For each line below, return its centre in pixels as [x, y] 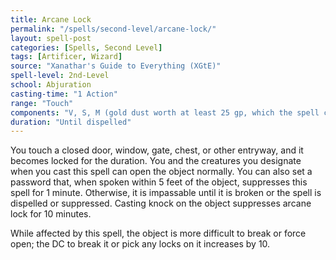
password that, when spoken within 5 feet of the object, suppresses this [159, 182]
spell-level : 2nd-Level [60, 76]
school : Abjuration [51, 85]
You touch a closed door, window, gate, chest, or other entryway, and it [157, 150]
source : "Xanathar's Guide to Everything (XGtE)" [116, 66]
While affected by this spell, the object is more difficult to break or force [158, 233]
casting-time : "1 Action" [64, 94]
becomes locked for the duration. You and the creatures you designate [156, 161]
